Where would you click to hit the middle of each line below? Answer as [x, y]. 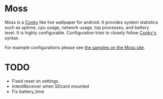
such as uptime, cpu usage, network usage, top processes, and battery [77, 27]
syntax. [12, 38]
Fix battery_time [28, 91]
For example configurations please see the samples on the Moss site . [75, 47]
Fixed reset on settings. [35, 81]
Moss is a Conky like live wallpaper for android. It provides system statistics [81, 22]
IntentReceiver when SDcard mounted [50, 86]
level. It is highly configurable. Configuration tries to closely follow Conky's [81, 33]
